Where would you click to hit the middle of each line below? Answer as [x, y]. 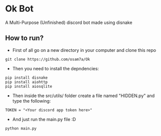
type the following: [31, 101]
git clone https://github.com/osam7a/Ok [48, 59]
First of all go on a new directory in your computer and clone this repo [84, 50]
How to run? [24, 38]
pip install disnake [27, 78]
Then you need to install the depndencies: [56, 68]
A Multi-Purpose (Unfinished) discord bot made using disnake [69, 22]
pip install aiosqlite [29, 86]
